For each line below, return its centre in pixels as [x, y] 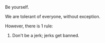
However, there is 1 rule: [29, 26]
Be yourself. [17, 7]
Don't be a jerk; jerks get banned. [45, 35]
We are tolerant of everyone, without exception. [53, 16]
